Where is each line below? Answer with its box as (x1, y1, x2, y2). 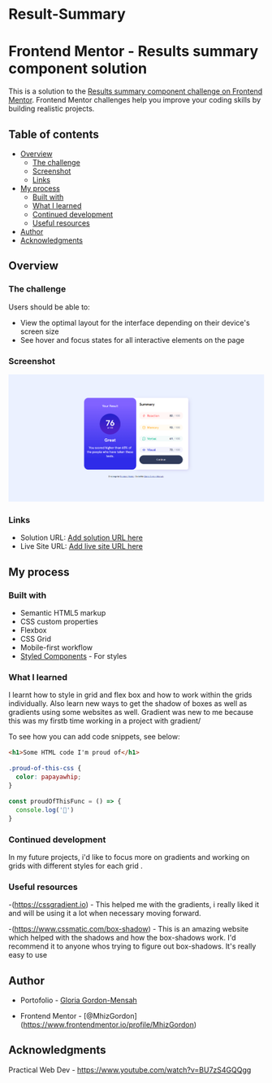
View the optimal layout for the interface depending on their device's (19, 318, 250, 327)
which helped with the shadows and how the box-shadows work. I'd (8, 933, 236, 943)
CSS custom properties (19, 616, 99, 627)
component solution (8, 59, 148, 78)
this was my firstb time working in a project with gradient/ (8, 716, 201, 726)
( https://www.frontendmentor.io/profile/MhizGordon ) (19, 1019, 197, 1029)
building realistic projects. (8, 103, 95, 114)
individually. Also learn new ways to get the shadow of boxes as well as (8, 699, 248, 708)
